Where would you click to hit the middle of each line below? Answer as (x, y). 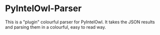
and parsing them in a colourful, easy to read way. (56, 27)
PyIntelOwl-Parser (43, 9)
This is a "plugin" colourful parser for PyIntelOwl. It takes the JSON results (80, 22)
